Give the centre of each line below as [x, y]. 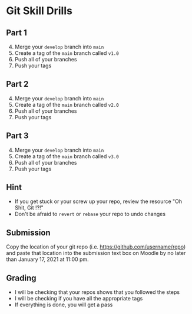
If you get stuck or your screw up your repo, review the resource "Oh [98, 201]
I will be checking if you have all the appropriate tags [79, 299]
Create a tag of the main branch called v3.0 [67, 156]
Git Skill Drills [39, 11]
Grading [21, 278]
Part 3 [17, 136]
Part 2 [17, 84]
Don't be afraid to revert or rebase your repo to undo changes [90, 214]
